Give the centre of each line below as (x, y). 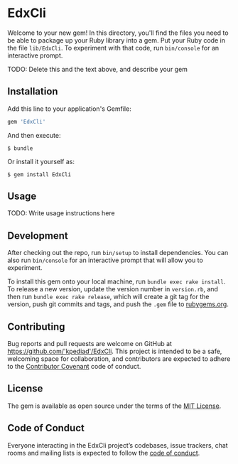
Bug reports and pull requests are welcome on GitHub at (90, 344)
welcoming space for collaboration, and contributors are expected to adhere (119, 359)
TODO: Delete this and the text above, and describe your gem (98, 69)
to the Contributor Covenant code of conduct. (74, 367)
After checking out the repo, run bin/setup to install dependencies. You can (118, 253)
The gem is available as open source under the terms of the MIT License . (114, 406)
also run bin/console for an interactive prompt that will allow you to (106, 260)
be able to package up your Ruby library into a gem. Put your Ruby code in (117, 40)
